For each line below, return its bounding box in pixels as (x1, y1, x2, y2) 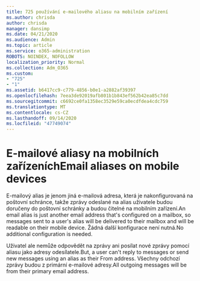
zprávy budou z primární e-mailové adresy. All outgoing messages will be (6, 261, 187, 268)
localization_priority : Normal (6, 59, 85, 65)
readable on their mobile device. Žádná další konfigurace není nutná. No (6, 224, 184, 232)
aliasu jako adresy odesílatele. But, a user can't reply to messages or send (6, 249, 189, 256)
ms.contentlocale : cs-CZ (6, 110, 69, 116)
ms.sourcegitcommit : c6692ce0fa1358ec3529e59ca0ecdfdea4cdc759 (6, 98, 169, 104)
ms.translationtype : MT (6, 103, 66, 110)
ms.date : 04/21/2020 (6, 31, 58, 37)
